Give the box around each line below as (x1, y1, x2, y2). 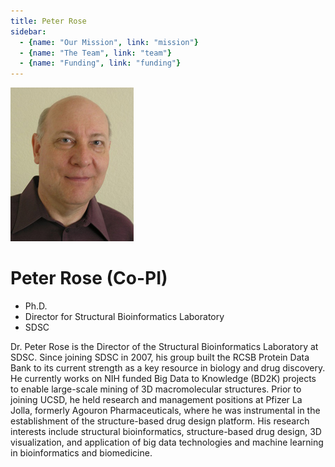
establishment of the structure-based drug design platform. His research (10, 415, 310, 427)
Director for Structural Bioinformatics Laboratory (24, 311, 225, 323)
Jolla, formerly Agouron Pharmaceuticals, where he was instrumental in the (10, 405, 321, 417)
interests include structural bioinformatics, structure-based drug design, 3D (10, 426, 322, 438)
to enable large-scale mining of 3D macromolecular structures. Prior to (10, 383, 302, 395)
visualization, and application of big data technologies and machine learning (10, 436, 324, 449)
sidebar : (10, 26, 47, 37)
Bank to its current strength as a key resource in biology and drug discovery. (10, 362, 326, 374)
